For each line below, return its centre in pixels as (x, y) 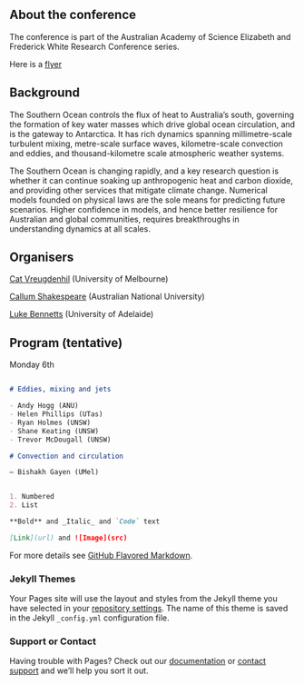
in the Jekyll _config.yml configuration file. (89, 618)
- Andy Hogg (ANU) (44, 406)
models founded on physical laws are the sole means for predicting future (147, 200)
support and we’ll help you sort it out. (79, 670)
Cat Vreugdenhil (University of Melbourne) (89, 279)
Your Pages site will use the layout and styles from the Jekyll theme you (144, 599)
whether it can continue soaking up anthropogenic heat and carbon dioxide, (151, 180)
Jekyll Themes (43, 579)
